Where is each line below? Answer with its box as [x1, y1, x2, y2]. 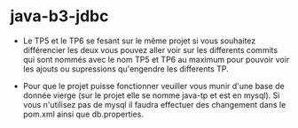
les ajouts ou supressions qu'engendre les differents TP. [22, 64, 229, 74]
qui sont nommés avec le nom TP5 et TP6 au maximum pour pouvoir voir [22, 54, 290, 64]
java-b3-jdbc [10, 6, 109, 26]
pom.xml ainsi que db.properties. [22, 109, 145, 119]
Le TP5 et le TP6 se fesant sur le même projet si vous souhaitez [22, 35, 256, 46]
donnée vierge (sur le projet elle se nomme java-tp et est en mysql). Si [22, 90, 280, 101]
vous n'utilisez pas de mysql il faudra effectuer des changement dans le [22, 99, 286, 109]
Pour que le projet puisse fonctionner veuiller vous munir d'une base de [22, 80, 285, 91]
